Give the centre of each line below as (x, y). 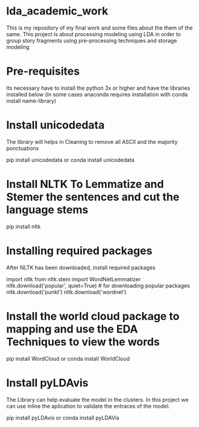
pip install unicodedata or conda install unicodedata (70, 160)
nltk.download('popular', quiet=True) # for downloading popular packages (98, 285)
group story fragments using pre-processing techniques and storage (92, 40)
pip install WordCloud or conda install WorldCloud (68, 358)
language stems (47, 210)
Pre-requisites (43, 71)
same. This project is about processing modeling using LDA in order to (93, 34)
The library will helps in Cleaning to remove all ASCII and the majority (92, 142)
